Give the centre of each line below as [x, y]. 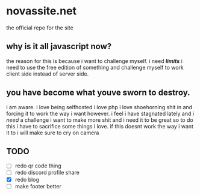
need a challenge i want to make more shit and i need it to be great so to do [100, 120]
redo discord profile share [47, 173]
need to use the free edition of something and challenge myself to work [95, 67]
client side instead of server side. [48, 74]
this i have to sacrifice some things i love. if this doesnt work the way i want [100, 126]
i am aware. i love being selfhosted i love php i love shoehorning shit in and [99, 107]
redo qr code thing [38, 166]
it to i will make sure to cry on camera [53, 133]
